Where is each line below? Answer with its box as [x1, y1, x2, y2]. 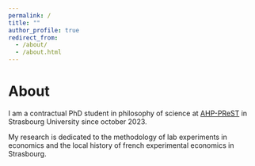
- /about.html [15, 48, 62, 56]
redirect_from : [8, 33, 59, 42]
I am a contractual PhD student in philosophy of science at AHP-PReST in [8, 108, 248, 118]
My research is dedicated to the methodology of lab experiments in [8, 132, 228, 141]
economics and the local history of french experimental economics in [8, 140, 234, 150]
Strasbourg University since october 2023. [8, 116, 148, 126]
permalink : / [8, 11, 51, 20]
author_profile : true [8, 26, 80, 34]
